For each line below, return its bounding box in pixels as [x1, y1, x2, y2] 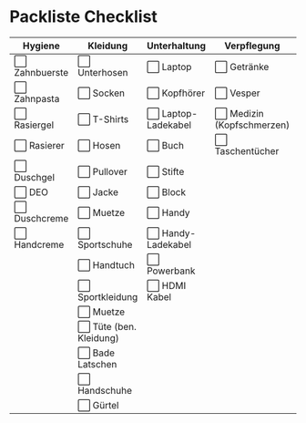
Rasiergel [14, 119, 55, 131]
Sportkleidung [76, 290, 138, 303]
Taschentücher [214, 144, 280, 157]
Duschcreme [14, 211, 69, 224]
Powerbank [147, 264, 196, 277]
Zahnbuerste [14, 66, 69, 78]
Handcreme [14, 238, 65, 251]
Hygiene [22, 39, 61, 52]
